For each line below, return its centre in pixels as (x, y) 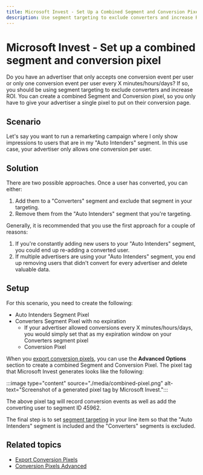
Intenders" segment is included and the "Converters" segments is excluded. (101, 426)
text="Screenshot (28, 389)
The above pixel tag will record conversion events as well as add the (91, 401)
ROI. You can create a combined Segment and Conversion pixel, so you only (101, 96)
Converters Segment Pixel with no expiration (70, 321)
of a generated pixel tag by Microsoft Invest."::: (109, 389)
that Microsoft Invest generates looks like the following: (75, 371)
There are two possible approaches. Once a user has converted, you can (97, 183)
